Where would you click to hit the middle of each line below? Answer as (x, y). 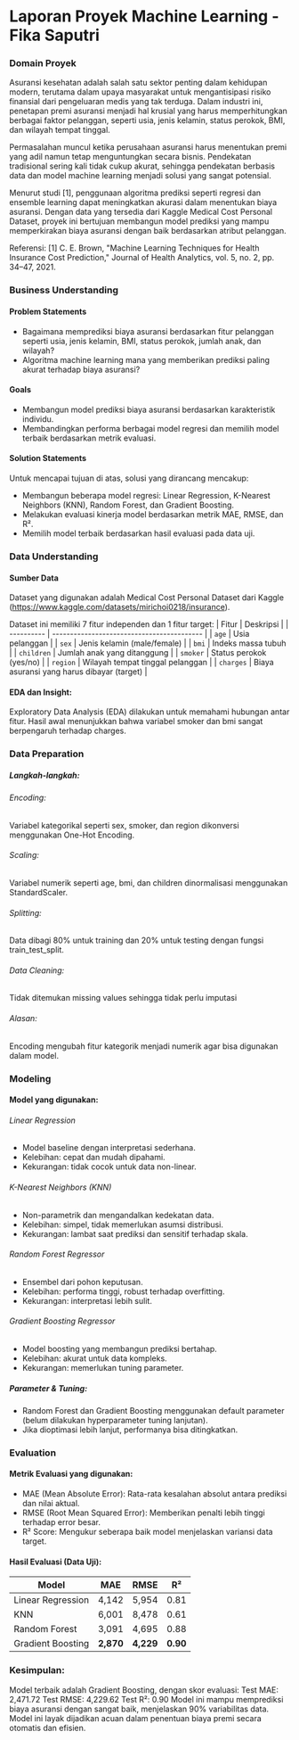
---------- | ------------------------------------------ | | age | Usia (129, 634)
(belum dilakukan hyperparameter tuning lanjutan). (115, 1420)
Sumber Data (34, 578)
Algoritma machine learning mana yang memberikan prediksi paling (145, 359)
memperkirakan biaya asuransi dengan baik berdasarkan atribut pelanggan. (148, 231)
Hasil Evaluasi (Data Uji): (56, 1562)
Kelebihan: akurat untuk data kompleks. (94, 1358)
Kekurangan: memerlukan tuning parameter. (103, 1367)
